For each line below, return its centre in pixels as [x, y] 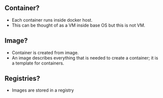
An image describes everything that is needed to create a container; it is [85, 58]
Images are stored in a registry [43, 90]
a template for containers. [38, 63]
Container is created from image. [45, 52]
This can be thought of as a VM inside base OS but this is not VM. [79, 25]
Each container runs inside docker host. [52, 20]
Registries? [22, 79]
